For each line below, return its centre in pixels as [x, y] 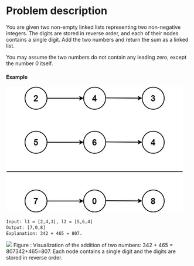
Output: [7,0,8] [26, 228]
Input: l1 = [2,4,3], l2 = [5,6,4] [50, 222]
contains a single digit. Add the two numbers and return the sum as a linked [97, 39]
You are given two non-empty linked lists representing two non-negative [93, 27]
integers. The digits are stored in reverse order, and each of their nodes [92, 33]
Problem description [57, 11]
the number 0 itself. [30, 63]
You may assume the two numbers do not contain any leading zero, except [96, 57]
